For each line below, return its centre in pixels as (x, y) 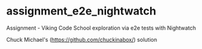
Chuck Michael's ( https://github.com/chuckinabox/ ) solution (82, 39)
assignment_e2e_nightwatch (81, 11)
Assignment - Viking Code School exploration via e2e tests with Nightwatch (101, 28)
